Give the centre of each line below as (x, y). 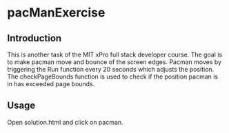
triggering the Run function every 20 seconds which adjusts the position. (111, 69)
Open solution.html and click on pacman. (65, 122)
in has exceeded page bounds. (51, 84)
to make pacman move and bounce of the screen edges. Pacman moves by (114, 62)
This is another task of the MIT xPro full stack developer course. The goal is (115, 54)
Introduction (34, 38)
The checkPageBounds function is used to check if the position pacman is (113, 76)
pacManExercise (56, 13)
